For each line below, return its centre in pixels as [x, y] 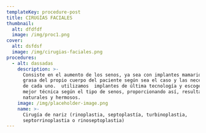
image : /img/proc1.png [41, 35]
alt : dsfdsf [27, 47]
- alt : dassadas [32, 63]
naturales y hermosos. [51, 97]
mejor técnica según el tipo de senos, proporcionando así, [101, 92]
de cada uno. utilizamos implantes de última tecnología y [102, 86]
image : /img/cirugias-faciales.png [57, 52]
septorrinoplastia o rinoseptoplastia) [73, 120]
